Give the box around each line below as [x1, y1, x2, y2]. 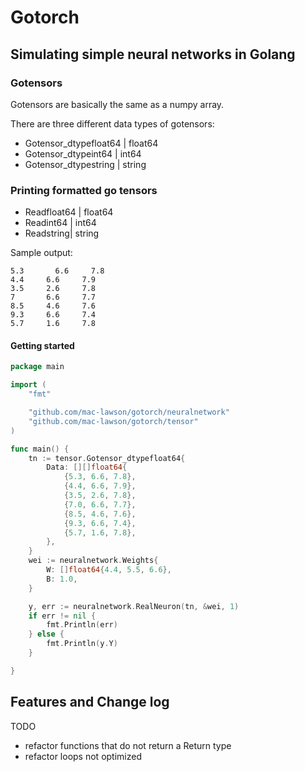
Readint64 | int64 [24, 217, 97, 229]
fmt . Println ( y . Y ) [46, 639, 118, 649]
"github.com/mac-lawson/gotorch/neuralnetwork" [28, 407, 230, 417]
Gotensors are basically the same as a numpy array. [10, 98, 225, 110]
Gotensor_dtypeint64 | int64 [24, 147, 142, 160]
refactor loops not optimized [24, 750, 142, 762]
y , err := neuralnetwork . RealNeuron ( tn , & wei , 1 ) [28, 601, 240, 611]
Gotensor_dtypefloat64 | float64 [24, 137, 159, 149]
